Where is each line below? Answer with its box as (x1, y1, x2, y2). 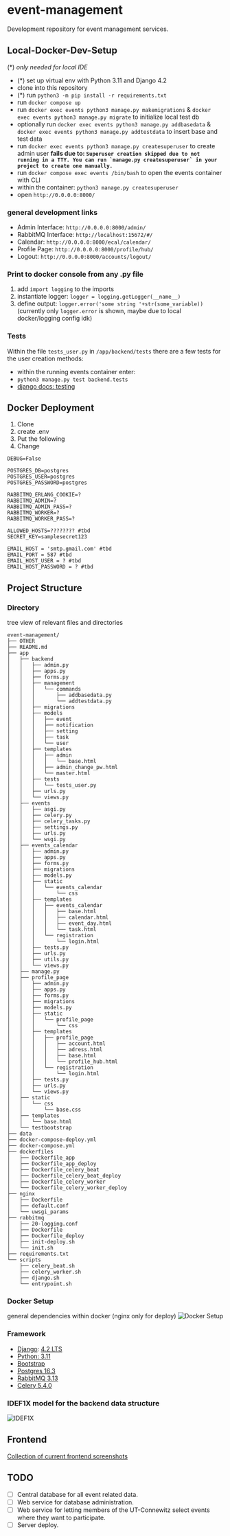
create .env (16, 428, 49, 436)
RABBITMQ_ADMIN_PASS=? (7, 503, 72, 510)
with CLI (16, 176, 41, 184)
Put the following (16, 435, 65, 443)
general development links (7, 207, 98, 217)
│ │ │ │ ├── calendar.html (7, 914, 109, 921)
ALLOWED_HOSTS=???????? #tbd (7, 527, 91, 534)
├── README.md (7, 644, 48, 651)
